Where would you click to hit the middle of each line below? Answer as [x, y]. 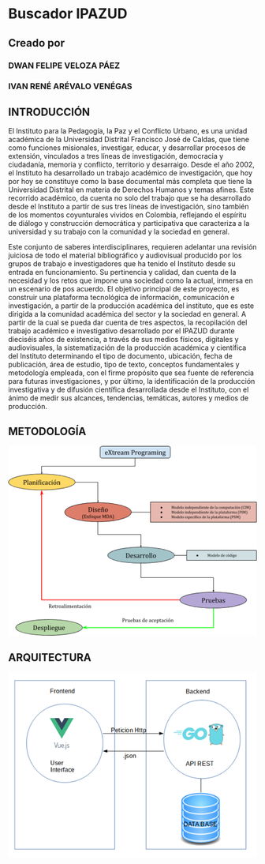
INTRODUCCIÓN [49, 112]
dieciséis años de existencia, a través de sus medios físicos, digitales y [123, 340]
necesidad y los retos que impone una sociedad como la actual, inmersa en [131, 280]
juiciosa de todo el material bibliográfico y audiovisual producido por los [125, 255]
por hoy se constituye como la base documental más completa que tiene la [130, 182]
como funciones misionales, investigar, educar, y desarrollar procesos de [127, 148]
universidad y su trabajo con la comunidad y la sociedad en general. [119, 232]
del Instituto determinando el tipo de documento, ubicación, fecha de [120, 356]
